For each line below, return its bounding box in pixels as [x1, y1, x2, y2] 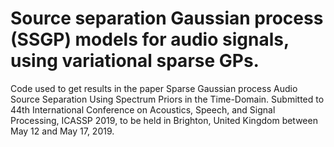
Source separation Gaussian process [10, 7, 324, 30]
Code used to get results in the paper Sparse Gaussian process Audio [10, 82, 298, 94]
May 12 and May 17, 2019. [10, 125, 115, 137]
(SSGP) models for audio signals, [10, 28, 290, 51]
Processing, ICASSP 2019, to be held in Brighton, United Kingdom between [10, 114, 318, 126]
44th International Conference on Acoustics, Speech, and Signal [10, 103, 276, 116]
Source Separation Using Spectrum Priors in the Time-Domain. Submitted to [10, 93, 325, 105]
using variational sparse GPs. [10, 50, 260, 72]
